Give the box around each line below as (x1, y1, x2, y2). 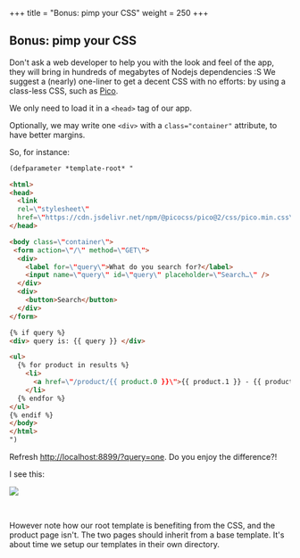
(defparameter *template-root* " (9, 164, 134, 173)
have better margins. (9, 129, 86, 140)
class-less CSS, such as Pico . (9, 85, 119, 96)
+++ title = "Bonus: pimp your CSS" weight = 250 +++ (9, 8, 209, 18)
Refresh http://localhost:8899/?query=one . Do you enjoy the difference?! (9, 452, 278, 463)
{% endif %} (9, 410, 54, 420)
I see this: (9, 469, 46, 480)
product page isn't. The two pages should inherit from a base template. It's (9, 529, 285, 540)
